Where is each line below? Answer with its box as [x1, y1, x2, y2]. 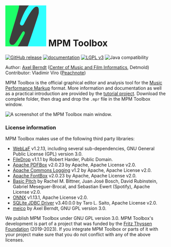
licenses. [5, 237, 25, 243]
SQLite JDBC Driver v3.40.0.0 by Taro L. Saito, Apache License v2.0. [12, 200, 157, 206]
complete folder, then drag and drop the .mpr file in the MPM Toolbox [5, 96, 151, 102]
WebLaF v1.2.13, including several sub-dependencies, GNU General [12, 146, 155, 152]
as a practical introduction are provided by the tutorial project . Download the [5, 90, 166, 97]
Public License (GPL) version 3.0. [12, 151, 83, 157]
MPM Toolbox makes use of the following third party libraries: [5, 136, 135, 142]
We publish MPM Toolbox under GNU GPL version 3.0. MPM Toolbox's [5, 215, 154, 221]
